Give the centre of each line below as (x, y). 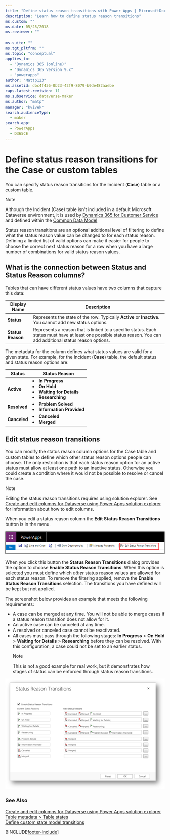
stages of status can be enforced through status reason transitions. (83, 672)
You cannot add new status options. (70, 323)
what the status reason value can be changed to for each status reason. (80, 235)
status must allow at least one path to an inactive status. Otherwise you (79, 468)
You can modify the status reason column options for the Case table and (81, 451)
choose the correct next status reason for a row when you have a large (79, 246)
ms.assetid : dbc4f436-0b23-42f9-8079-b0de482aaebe (60, 86)
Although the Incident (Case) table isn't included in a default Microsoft (78, 209)
